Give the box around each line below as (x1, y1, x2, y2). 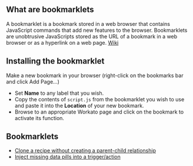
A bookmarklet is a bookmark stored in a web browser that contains (6, 20, 171, 27)
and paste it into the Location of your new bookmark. (14, 102, 144, 109)
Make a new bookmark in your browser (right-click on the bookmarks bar (6, 72, 184, 79)
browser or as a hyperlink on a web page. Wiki (6, 39, 119, 46)
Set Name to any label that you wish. (14, 89, 104, 97)
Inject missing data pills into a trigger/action (14, 153, 121, 161)
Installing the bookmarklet (6, 56, 105, 67)
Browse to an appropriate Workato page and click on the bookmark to (14, 108, 184, 115)
